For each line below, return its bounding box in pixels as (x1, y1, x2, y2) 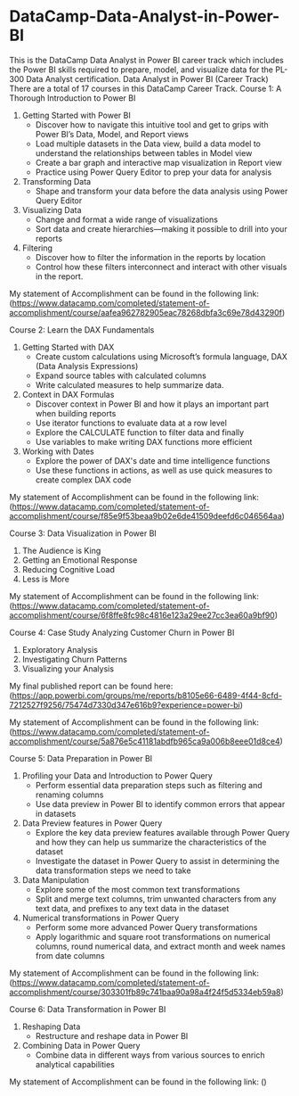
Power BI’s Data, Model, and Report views (35, 128, 190, 139)
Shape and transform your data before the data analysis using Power (35, 185, 288, 196)
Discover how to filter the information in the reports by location (35, 251, 266, 262)
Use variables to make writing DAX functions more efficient (35, 436, 253, 447)
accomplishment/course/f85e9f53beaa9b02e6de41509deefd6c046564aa (9, 510, 282, 521)
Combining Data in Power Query (21, 1040, 141, 1051)
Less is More (21, 573, 69, 584)
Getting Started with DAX (21, 342, 115, 352)
